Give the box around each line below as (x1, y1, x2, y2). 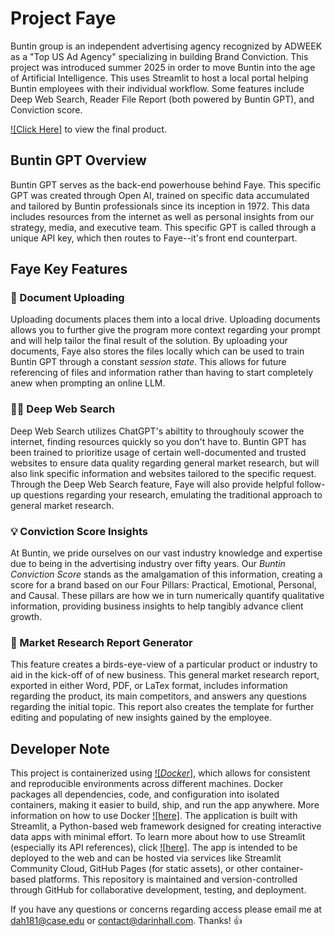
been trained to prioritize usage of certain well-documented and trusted (10, 446, 307, 458)
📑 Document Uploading (10, 291, 125, 305)
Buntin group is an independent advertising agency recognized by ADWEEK (10, 40, 323, 52)
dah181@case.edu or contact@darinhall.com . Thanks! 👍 (10, 915, 243, 927)
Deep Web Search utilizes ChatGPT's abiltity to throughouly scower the (10, 425, 305, 437)
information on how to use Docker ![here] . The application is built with (10, 810, 298, 822)
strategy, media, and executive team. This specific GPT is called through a (10, 221, 317, 233)
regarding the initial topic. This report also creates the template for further (10, 701, 315, 713)
